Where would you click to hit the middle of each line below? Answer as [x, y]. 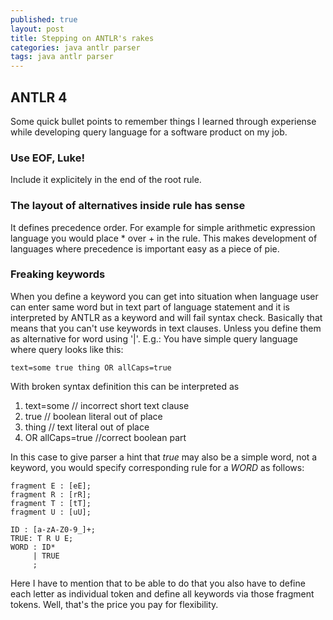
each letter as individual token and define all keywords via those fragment [162, 593]
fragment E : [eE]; [51, 486]
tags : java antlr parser [62, 57]
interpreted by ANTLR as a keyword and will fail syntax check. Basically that [166, 317]
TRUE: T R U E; [42, 538]
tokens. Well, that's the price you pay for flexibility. [114, 604]
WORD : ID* [33, 547]
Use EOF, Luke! [47, 158]
